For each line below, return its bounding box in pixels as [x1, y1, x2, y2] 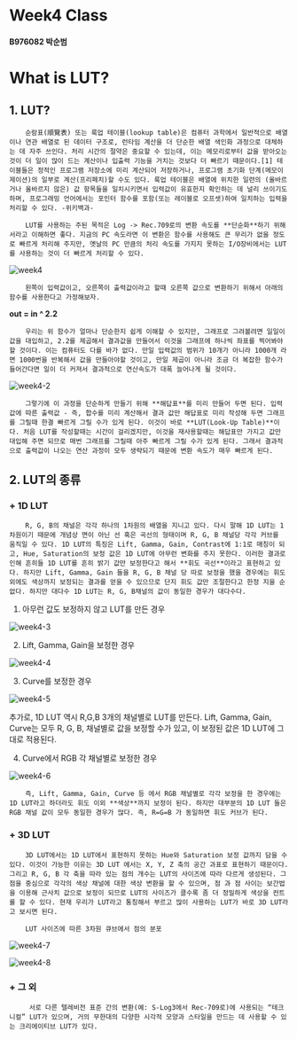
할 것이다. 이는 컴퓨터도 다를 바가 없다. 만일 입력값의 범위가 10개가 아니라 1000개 [9, 346, 277, 355]
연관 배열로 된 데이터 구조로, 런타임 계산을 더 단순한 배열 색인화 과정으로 [25, 137, 262, 146]
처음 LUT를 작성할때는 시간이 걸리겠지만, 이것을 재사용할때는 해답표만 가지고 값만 [23, 427, 282, 436]
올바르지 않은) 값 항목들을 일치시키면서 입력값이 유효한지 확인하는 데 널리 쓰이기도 [25, 184, 288, 193]
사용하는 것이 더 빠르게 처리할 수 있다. [19, 249, 145, 258]
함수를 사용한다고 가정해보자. [9, 293, 100, 301]
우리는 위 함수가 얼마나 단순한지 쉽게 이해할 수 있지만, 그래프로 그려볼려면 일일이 [25, 327, 285, 336]
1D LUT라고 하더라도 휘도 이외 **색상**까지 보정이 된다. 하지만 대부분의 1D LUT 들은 [9, 799, 286, 808]
